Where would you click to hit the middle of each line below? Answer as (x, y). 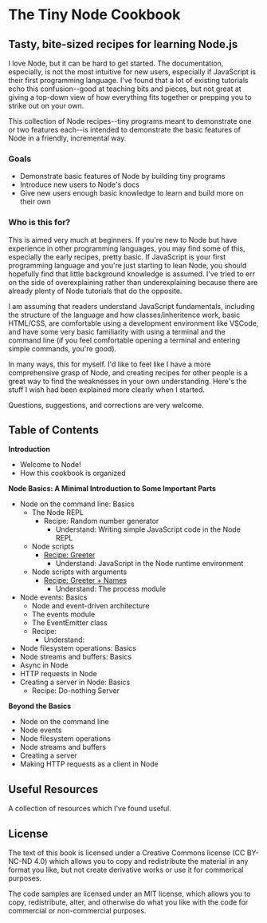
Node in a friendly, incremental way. (67, 138)
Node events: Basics (53, 597)
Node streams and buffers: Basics (76, 657)
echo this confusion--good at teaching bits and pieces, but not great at (125, 89)
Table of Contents (54, 430)
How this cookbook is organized (73, 473)
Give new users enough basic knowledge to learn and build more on (132, 193)
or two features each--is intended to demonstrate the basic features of (125, 130)
